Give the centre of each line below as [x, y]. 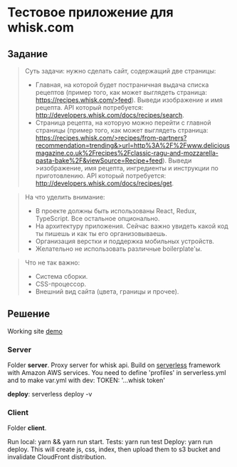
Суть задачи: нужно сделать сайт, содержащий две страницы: [120, 71]
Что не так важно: [52, 262]
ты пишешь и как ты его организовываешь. [101, 233]
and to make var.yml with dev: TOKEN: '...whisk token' [86, 380]
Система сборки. [62, 276]
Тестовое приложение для [90, 12]
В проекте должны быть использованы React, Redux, [116, 211]
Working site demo [35, 331]
